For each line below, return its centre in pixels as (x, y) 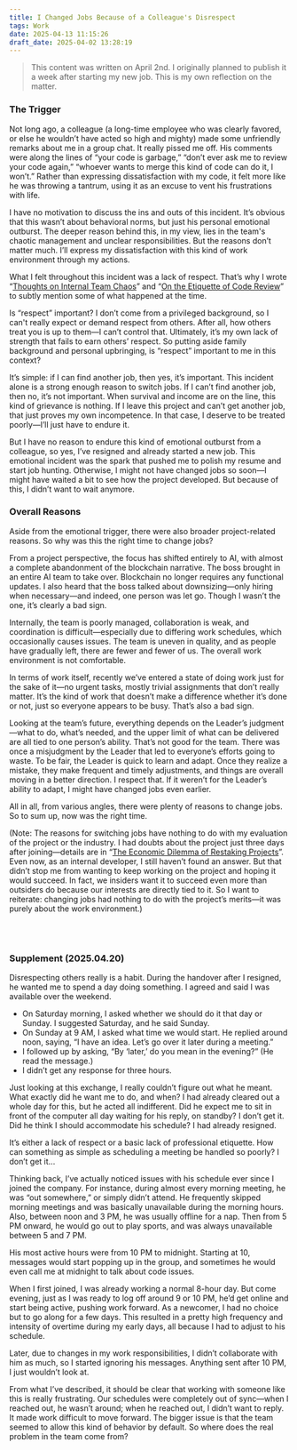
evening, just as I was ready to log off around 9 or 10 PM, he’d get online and (149, 1298)
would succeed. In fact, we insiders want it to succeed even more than (138, 880)
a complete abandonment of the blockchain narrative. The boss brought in (145, 567)
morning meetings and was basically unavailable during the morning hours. (146, 1207)
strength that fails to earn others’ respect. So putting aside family (128, 341)
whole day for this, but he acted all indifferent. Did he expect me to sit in (141, 1107)
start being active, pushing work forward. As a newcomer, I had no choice (144, 1308)
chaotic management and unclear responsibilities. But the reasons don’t (141, 240)
